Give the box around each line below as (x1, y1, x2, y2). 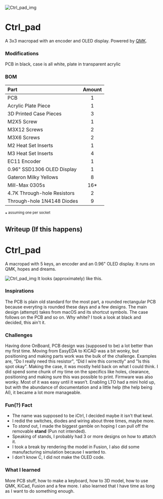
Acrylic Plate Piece (7, 102, 51, 109)
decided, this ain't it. (5, 319, 46, 325)
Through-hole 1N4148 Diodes (7, 197, 78, 204)
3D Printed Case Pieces (7, 110, 62, 117)
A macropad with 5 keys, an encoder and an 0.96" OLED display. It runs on (5, 260, 155, 266)
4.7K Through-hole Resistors (7, 190, 75, 196)
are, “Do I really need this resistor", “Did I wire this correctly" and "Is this (5, 358, 150, 364)
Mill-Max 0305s (7, 181, 45, 188)
